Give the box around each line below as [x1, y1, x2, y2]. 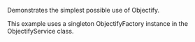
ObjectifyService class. [7, 27, 74, 35]
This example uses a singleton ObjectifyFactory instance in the [7, 20, 189, 27]
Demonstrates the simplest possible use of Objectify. [7, 6, 160, 14]
